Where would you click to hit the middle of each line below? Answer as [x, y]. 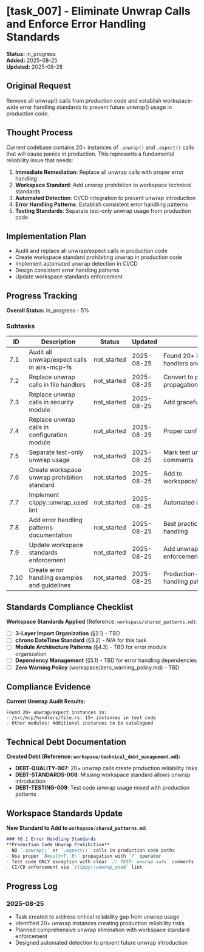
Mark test [177, 452]
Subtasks [21, 326]
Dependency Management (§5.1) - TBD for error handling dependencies [106, 660]
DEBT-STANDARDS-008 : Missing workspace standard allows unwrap [103, 775]
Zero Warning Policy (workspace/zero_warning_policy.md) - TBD [97, 667]
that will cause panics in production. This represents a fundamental [90, 154]
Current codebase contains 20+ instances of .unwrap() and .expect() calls [100, 147]
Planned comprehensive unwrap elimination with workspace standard [102, 930]
